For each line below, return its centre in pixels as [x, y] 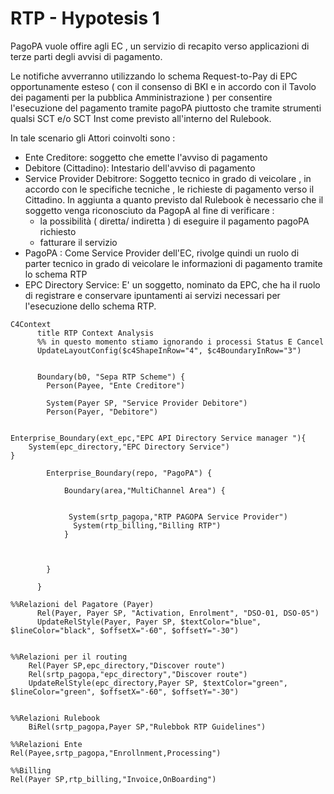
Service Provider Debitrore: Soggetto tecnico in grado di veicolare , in [168, 178]
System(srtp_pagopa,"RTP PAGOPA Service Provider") [178, 517]
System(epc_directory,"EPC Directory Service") [129, 447]
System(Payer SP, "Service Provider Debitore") [147, 403]
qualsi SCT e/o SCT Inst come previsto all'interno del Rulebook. [141, 118]
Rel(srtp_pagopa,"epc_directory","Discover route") [138, 674]
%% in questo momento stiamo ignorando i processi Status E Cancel [180, 342]
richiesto [58, 231]
